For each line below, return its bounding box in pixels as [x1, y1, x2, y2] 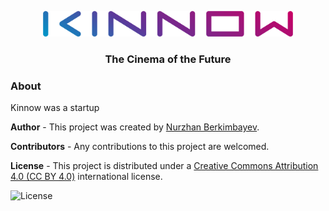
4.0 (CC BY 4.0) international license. [10, 171, 163, 183]
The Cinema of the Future [104, 52, 232, 66]
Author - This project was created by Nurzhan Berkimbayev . [10, 121, 260, 133]
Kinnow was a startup [10, 102, 100, 114]
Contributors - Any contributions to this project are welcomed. [10, 141, 270, 153]
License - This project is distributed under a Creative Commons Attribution [10, 160, 319, 172]
